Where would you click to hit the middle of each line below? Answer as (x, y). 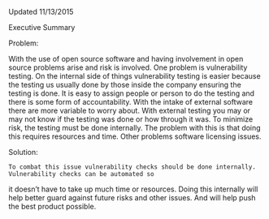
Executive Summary (42, 27)
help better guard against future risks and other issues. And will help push (132, 198)
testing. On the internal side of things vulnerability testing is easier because (135, 76)
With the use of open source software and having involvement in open (126, 59)
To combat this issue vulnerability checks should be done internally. (132, 167)
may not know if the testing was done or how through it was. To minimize (131, 119)
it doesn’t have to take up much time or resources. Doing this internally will (133, 189)
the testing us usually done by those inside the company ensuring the (125, 85)
